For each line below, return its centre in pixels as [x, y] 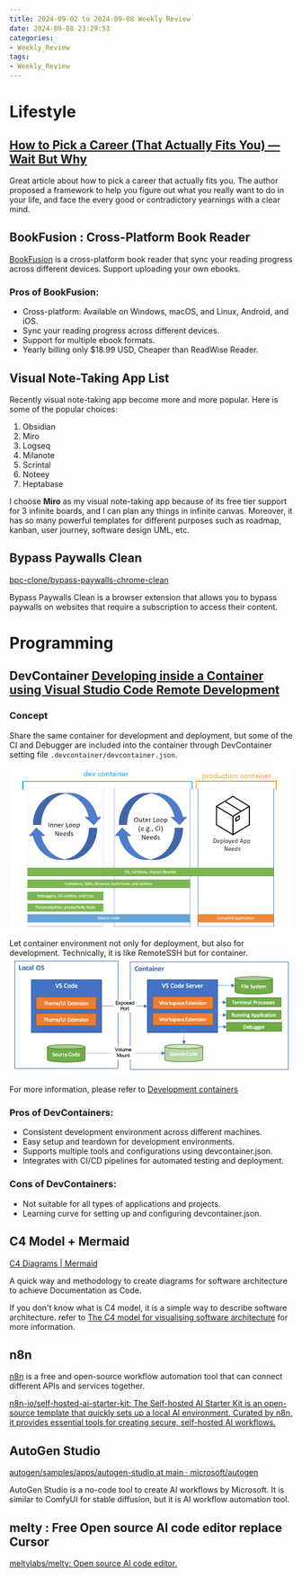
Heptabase [43, 483]
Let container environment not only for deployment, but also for [127, 943]
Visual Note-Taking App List [89, 378]
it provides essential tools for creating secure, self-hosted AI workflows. [142, 1422]
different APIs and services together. [77, 1386]
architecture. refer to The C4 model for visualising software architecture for [149, 1317]
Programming [62, 643]
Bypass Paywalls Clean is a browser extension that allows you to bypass [143, 597]
